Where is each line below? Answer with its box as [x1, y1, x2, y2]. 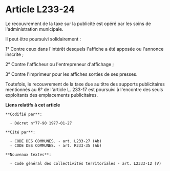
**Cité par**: [5, 130, 36, 135]
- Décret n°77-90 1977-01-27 [10, 120, 72, 126]
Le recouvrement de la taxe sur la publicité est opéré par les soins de [5, 20, 151, 27]
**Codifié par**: [5, 112, 42, 117]
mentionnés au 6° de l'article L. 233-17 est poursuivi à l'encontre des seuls [5, 86, 163, 93]
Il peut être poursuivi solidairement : [5, 36, 81, 42]
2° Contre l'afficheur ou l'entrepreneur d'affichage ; [5, 61, 114, 67]
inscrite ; [5, 51, 24, 57]
